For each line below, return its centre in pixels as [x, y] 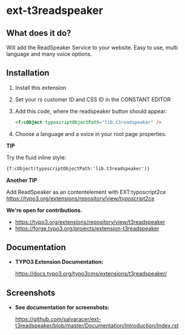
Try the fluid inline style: [36, 157]
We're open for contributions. [44, 210]
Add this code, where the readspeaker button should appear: [91, 111]
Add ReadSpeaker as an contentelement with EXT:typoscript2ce [86, 192]
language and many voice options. [49, 54]
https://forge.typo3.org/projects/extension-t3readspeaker [87, 228]
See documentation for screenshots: [62, 308]
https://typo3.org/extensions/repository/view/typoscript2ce [80, 198]
